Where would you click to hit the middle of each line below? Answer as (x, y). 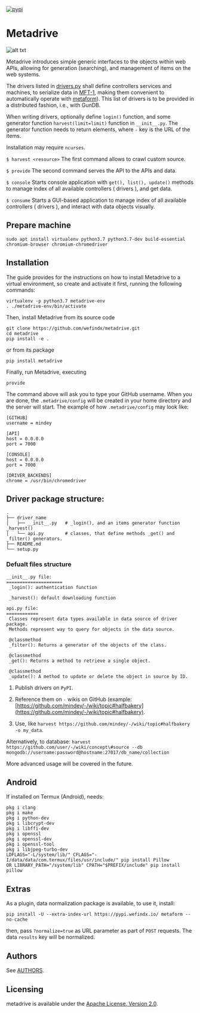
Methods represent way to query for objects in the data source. (92, 629)
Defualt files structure (39, 564)
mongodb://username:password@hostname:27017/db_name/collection (88, 752)
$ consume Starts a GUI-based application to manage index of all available (96, 200)
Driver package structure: (55, 499)
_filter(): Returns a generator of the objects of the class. (88, 645)
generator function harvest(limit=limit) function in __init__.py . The (92, 123)
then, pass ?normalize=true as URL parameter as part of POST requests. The (99, 931)
